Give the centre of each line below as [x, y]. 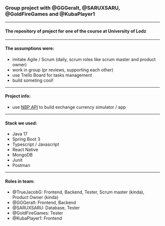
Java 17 [20, 134]
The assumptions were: [30, 48]
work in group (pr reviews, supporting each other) [63, 70]
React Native [25, 150]
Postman [21, 165]
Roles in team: [20, 181]
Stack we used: [21, 123]
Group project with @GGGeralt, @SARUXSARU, [63, 8]
